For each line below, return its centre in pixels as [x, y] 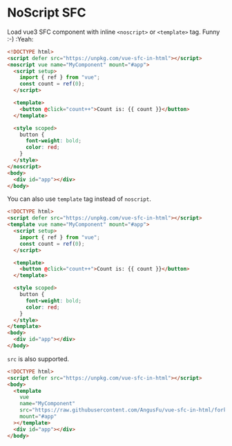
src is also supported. [38, 359]
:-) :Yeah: [20, 39]
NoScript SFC [47, 13]
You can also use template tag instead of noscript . [79, 199]
